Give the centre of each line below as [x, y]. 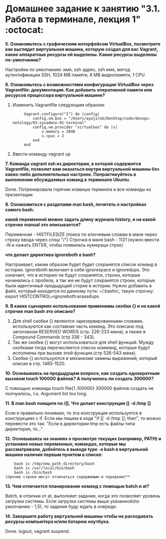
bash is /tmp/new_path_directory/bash [54, 463]
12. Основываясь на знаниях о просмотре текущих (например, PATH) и [83, 438]
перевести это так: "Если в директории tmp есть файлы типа [70, 423]
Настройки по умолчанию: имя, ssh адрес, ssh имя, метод [68, 69]
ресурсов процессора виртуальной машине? [55, 95]
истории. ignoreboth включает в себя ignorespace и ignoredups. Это [78, 269]
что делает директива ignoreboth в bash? [50, 254]
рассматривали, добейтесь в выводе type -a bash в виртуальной [77, 449]
